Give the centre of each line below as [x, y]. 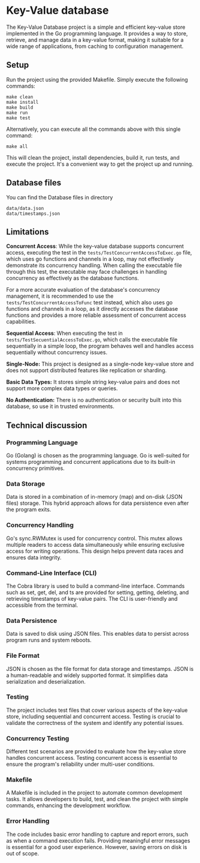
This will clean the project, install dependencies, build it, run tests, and [93, 157]
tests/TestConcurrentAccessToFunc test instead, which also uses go [90, 302]
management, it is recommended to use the [60, 296]
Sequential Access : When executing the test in [64, 333]
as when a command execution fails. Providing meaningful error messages [98, 840]
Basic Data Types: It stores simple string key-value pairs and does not [93, 382]
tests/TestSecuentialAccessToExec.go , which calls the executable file [92, 340]
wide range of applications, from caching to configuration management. [95, 46]
